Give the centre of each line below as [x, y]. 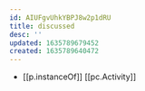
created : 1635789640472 [54, 51]
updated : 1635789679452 [54, 43]
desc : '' [26, 34]
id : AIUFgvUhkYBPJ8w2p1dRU [60, 18]
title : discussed [42, 26]
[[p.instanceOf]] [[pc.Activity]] [79, 77]
